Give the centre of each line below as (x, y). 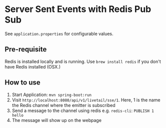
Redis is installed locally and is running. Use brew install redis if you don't (83, 61)
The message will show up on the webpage (57, 120)
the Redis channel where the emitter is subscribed (63, 105)
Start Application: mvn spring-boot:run (52, 94)
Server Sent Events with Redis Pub (78, 9)
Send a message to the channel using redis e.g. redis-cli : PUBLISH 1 (83, 110)
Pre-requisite (26, 49)
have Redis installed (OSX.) (33, 66)
